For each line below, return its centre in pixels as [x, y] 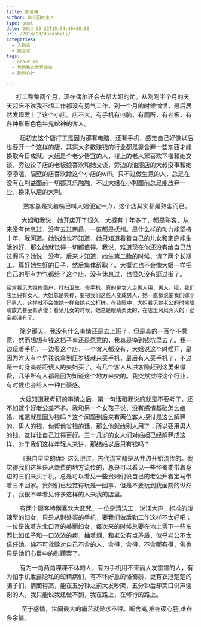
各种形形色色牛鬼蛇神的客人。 [48, 124]
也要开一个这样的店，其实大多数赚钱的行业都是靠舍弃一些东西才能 [99, 147]
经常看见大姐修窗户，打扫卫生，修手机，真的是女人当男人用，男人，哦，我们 [100, 287]
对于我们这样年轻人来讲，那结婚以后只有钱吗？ [84, 444]
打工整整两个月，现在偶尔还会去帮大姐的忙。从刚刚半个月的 [100, 97]
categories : [21, 40]
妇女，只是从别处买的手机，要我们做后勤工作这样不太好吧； [108, 517]
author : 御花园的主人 [31, 17]
